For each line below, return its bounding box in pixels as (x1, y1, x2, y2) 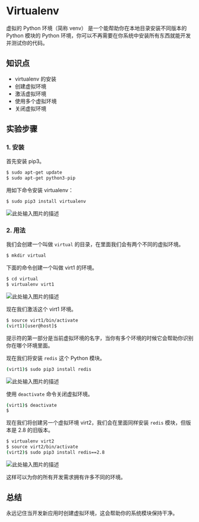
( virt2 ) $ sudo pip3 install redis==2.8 (6, 450, 105, 456)
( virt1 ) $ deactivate (6, 402, 58, 408)
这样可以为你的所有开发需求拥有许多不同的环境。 (6, 473, 126, 480)
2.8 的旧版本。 (17, 426, 53, 434)
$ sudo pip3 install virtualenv (6, 199, 86, 205)
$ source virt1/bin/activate (6, 317, 78, 323)
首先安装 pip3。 (6, 158, 45, 165)
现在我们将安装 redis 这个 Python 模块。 (6, 354, 106, 361)
